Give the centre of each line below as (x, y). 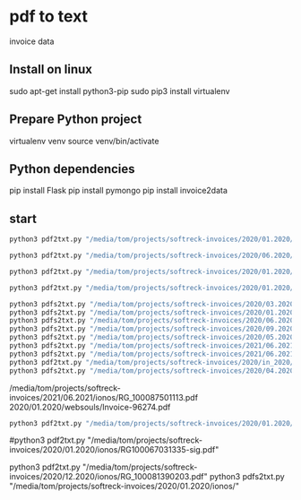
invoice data (32, 41)
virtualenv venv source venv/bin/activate (84, 141)
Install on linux (51, 69)
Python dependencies (73, 169)
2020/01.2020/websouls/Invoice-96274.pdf (90, 407)
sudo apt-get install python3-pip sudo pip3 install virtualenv (120, 91)
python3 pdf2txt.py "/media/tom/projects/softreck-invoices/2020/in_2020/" (154, 362)
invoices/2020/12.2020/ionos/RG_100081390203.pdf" (108, 477)
